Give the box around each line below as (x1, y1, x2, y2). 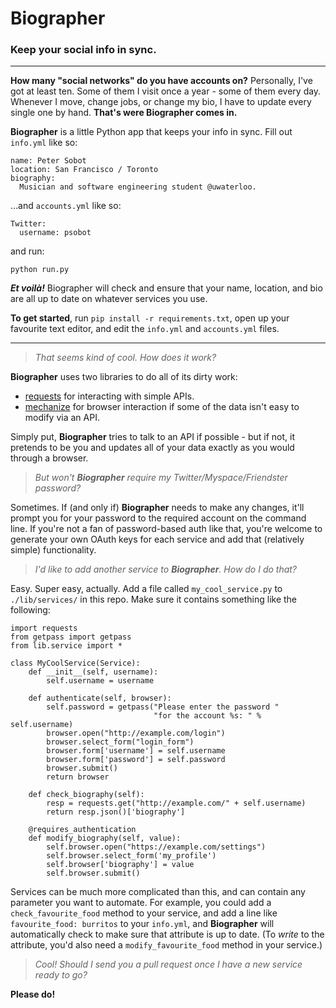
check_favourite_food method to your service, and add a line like (10, 907, 278, 919)
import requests (10, 623, 78, 634)
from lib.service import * (10, 641, 123, 651)
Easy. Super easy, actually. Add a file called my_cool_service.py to (10, 583, 283, 595)
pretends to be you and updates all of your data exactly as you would (10, 442, 295, 454)
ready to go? (34, 969, 88, 981)
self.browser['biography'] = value (46, 860, 195, 870)
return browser (46, 772, 110, 782)
